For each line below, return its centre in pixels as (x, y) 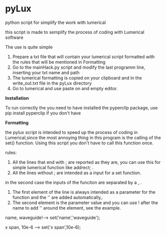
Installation (17, 98)
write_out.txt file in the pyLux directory (52, 83)
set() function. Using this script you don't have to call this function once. (79, 143)
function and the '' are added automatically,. (58, 197)
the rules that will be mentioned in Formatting (59, 62)
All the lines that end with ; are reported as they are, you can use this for (86, 162)
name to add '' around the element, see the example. (67, 208)
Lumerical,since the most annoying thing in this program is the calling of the (83, 137)
